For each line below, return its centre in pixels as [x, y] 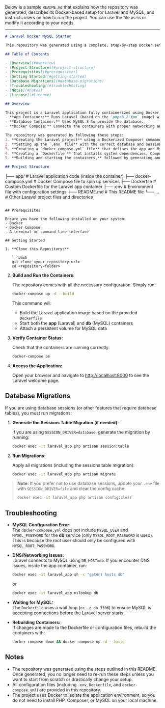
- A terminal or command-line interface [47, 232]
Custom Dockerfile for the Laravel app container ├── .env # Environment [79, 187]
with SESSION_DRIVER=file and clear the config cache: [71, 489]
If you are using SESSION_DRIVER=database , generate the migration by [81, 432]
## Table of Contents [27, 54]
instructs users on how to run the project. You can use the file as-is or [76, 17]
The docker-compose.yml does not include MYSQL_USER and [70, 530]
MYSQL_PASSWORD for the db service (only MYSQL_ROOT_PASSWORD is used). [83, 535]
